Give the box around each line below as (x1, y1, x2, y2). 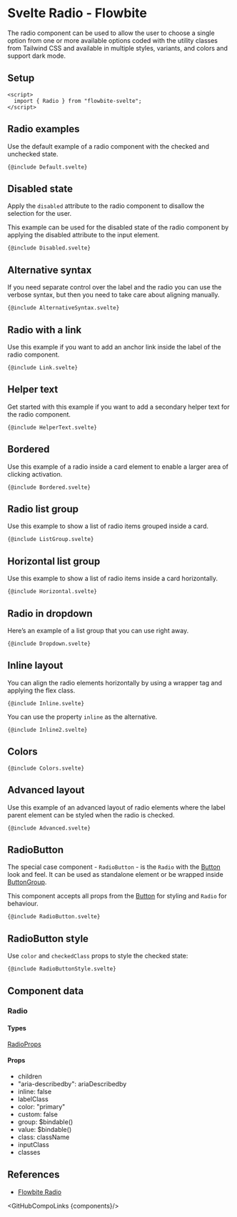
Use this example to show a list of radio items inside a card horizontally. (7, 574, 218, 583)
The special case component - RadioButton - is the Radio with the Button (7, 863, 221, 871)
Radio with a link (7, 324, 82, 336)
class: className (17, 1133, 70, 1141)
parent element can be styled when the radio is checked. (7, 810, 175, 819)
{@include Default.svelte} (7, 163, 88, 171)
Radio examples (7, 123, 80, 135)
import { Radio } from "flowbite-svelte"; (14, 97, 142, 104)
